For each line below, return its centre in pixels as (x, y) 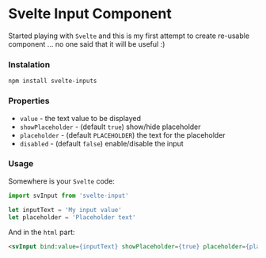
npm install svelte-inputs (53, 81)
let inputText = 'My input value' (65, 210)
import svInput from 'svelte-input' (68, 195)
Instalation (29, 64)
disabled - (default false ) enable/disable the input (101, 143)
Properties (29, 101)
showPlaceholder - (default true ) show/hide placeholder (110, 127)
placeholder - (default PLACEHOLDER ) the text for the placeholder (122, 135)
